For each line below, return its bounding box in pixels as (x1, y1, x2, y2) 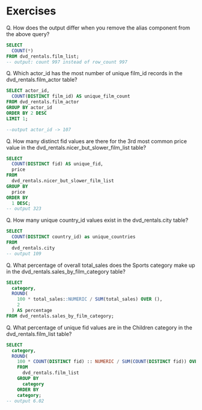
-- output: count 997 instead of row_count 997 (6, 59, 128, 65)
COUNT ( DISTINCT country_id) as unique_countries (11, 234, 136, 240)
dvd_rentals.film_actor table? (6, 76, 78, 84)
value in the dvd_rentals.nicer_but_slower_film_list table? (6, 144, 146, 151)
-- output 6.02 (6, 398, 44, 404)
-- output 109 (6, 251, 42, 257)
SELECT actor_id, (6, 88, 50, 94)
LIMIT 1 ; (6, 115, 28, 121)
